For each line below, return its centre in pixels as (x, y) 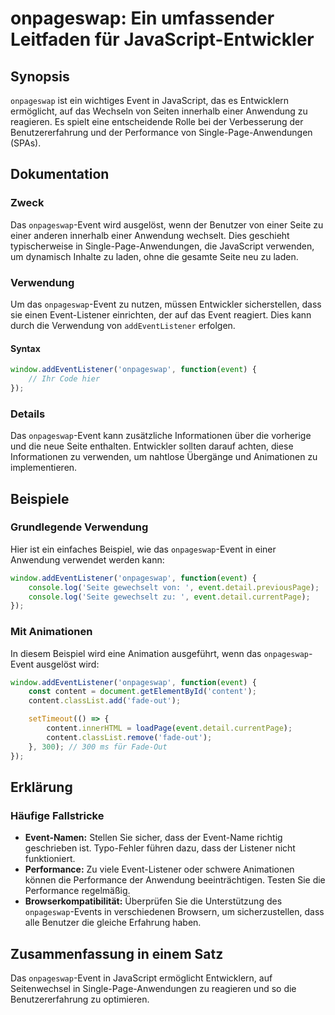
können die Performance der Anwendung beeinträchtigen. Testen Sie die (175, 880)
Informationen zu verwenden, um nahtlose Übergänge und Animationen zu (164, 457)
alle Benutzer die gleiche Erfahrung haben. (113, 923)
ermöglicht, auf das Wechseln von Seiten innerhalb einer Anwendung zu (159, 111)
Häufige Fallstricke (57, 815)
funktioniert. (50, 859)
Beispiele (40, 498)
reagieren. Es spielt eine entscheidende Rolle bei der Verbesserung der (157, 121)
